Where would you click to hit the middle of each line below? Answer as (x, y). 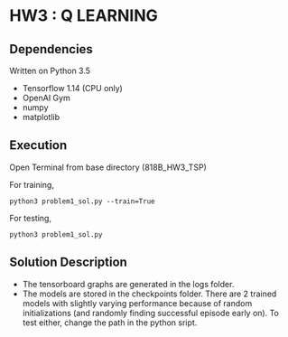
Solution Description (69, 262)
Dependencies (51, 49)
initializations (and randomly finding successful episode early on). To (151, 313)
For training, (32, 184)
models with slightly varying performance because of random (137, 303)
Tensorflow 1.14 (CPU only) (73, 88)
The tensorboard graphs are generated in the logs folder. (128, 284)
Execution (38, 145)
